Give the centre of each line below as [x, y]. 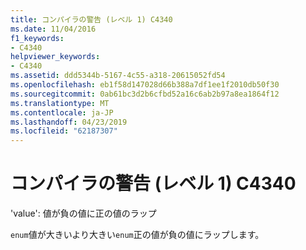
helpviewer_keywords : [55, 57]
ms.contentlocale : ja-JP [62, 112]
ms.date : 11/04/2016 [53, 29]
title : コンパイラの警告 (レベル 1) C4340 [91, 19]
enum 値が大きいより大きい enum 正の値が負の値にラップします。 [137, 235]
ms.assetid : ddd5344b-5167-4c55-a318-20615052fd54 [118, 76]
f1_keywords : [37, 38]
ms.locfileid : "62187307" [64, 131]
